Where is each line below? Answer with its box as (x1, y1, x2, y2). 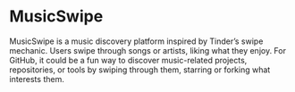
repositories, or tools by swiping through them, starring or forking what (9, 64, 271, 75)
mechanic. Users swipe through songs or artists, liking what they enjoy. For (9, 45, 286, 55)
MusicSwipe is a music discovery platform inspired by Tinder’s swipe (9, 36, 264, 46)
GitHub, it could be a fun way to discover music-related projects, (9, 54, 248, 65)
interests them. (9, 73, 64, 84)
